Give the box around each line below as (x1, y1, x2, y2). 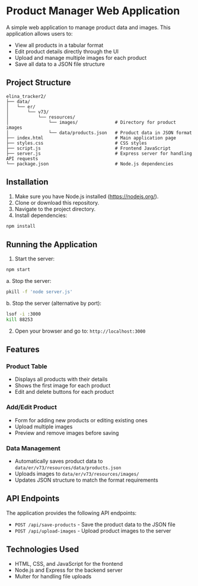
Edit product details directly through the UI (14, 47, 119, 55)
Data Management (6, 444, 61, 452)
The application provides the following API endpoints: (6, 509, 137, 517)
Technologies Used (6, 544, 79, 555)
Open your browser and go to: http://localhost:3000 (14, 327, 146, 335)
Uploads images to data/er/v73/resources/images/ (14, 470, 139, 477)
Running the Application (6, 239, 98, 250)
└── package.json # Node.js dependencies (6, 161, 174, 167)
